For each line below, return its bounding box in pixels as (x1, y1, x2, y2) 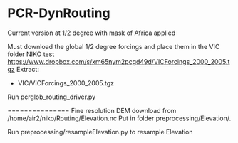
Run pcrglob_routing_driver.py (7, 92, 96, 101)
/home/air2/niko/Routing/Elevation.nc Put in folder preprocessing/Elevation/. (7, 114, 232, 122)
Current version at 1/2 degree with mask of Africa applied (7, 28, 176, 37)
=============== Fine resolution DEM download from (7, 106, 177, 115)
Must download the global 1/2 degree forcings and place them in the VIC (7, 42, 220, 51)
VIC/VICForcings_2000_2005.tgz (17, 78, 115, 87)
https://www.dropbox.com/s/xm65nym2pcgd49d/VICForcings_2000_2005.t (7, 57, 230, 65)
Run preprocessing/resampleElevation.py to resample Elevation (7, 127, 194, 136)
